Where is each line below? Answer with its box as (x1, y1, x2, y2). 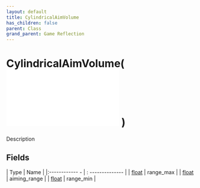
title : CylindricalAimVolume (6, 14, 79, 20)
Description (6, 135, 35, 142)
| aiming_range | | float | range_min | (6, 175, 96, 182)
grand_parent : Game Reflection (6, 31, 85, 37)
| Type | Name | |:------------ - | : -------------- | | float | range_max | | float (6, 168, 194, 175)
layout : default (6, 8, 47, 15)
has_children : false (6, 20, 58, 26)
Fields (6, 153, 30, 163)
